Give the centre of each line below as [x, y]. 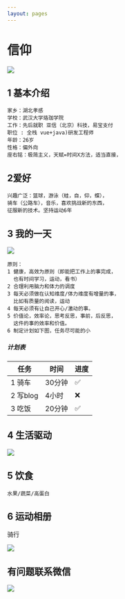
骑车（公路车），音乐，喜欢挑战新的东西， [57, 203]
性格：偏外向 [23, 148]
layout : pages [28, 14]
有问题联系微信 [39, 572]
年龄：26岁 [21, 140]
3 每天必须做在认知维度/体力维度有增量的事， [63, 294]
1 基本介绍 [29, 93]
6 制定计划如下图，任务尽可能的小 [49, 331]
